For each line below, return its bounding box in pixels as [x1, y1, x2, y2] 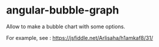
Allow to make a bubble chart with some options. [6, 23, 126, 30]
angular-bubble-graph [6, 4, 119, 17]
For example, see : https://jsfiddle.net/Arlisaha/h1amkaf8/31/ [6, 34, 153, 41]
